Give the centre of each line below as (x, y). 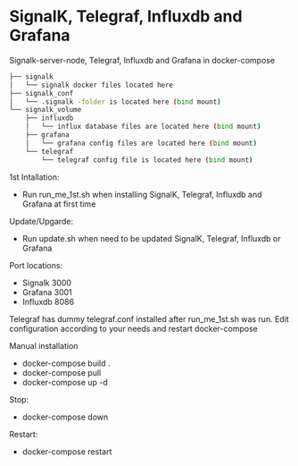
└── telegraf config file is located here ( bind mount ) (147, 160)
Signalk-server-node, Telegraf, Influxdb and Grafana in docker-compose (142, 60)
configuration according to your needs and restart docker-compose (134, 328)
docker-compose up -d (65, 382)
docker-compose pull (62, 372)
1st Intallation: (34, 177)
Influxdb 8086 (48, 301)
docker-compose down (65, 417)
